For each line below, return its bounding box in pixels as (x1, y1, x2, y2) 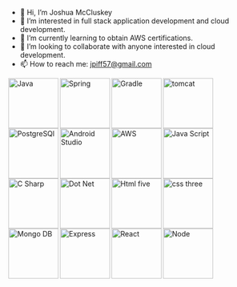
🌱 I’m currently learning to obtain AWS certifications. (19, 33, 194, 42)
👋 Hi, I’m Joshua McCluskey (19, 8, 113, 17)
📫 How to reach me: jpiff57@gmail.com (19, 59, 152, 68)
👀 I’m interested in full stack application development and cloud (19, 16, 230, 26)
